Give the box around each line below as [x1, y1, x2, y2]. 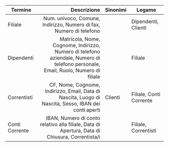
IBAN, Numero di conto [46, 115, 101, 121]
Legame [136, 7, 156, 13]
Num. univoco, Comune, [43, 15, 101, 22]
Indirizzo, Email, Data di [45, 88, 101, 94]
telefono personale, [54, 61, 101, 67]
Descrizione [70, 7, 101, 13]
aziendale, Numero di [50, 55, 101, 61]
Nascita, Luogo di [58, 94, 101, 101]
